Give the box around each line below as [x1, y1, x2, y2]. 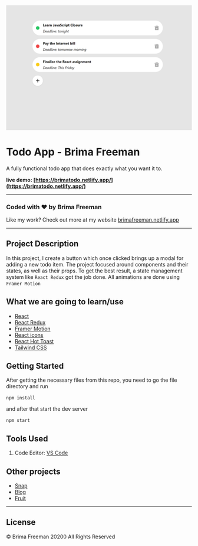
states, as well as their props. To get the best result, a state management [6, 267, 183, 274]
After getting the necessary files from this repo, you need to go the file [6, 376, 177, 383]
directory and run [6, 383, 48, 390]
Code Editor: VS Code [14, 449, 68, 457]
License [6, 517, 36, 528]
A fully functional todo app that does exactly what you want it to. [6, 165, 163, 172]
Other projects [6, 466, 61, 476]
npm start [6, 418, 31, 424]
